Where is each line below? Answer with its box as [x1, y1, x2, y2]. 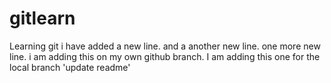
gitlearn [9, 7, 76, 30]
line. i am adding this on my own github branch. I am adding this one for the [9, 50, 321, 62]
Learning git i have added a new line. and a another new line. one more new [9, 40, 321, 52]
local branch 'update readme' [9, 61, 131, 73]
